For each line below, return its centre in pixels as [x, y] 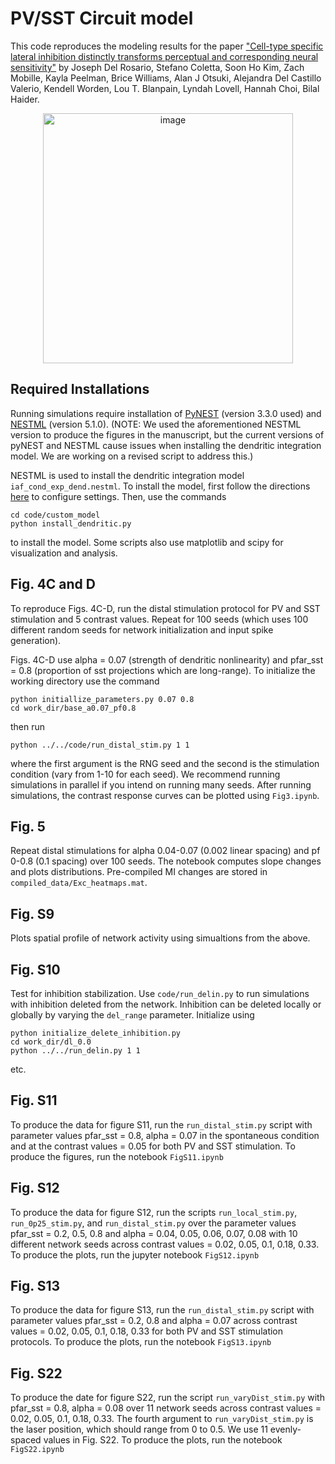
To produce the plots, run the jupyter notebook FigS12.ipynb [135, 1254]
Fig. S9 [32, 913]
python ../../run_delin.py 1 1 [75, 1051]
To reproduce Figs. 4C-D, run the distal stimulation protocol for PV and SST [165, 608]
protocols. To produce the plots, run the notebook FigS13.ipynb [141, 1342]
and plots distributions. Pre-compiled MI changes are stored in [139, 872]
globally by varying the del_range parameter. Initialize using [132, 1015]
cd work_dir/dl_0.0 [51, 1042]
